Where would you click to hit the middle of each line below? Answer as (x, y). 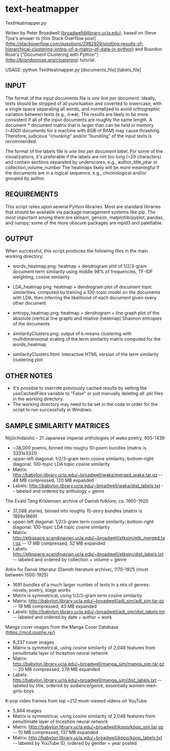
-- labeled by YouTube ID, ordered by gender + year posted (75, 743)
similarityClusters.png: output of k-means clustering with (72, 333)
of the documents (31, 324)
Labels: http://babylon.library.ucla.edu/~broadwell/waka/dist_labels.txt (87, 486)
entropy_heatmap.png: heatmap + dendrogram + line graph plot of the (86, 313)
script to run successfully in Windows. (53, 410)
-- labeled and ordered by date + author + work (62, 617)
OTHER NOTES (29, 375)
